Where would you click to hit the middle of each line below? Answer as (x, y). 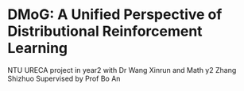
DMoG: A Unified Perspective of (115, 15)
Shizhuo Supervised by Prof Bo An (64, 78)
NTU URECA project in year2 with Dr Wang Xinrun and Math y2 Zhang (122, 70)
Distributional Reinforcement (105, 31)
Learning (38, 48)
